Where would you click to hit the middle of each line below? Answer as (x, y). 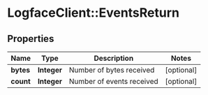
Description (114, 58)
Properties (31, 39)
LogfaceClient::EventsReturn (94, 13)
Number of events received (113, 81)
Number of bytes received (112, 70)
